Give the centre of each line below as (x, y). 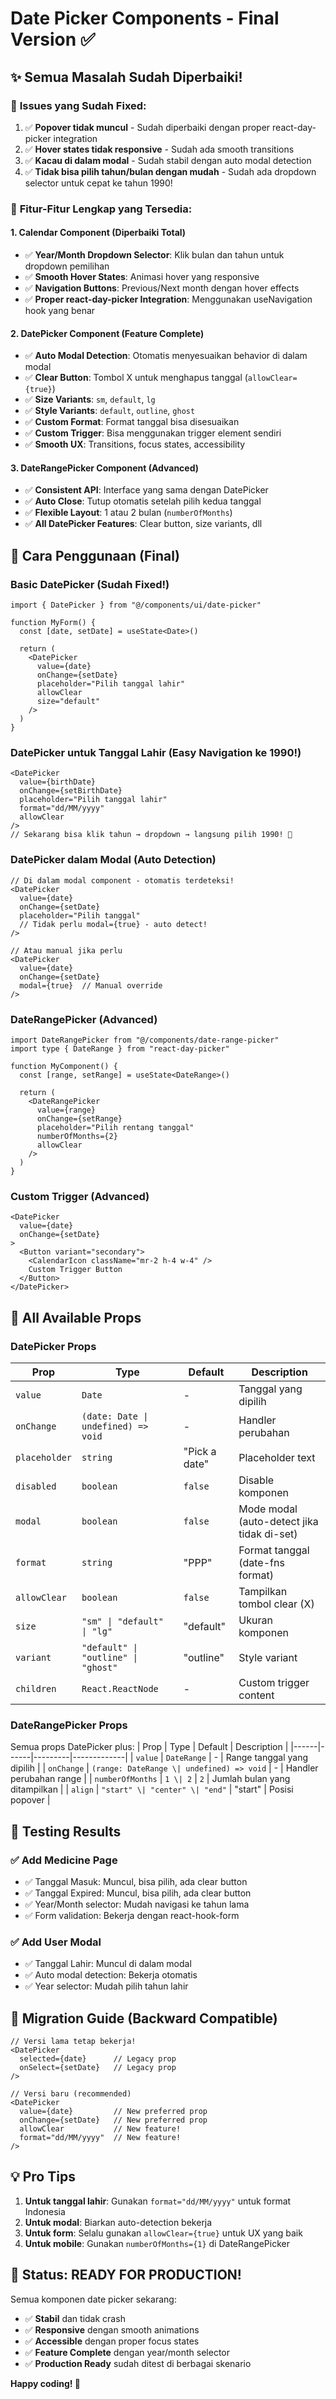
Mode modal (268, 1509)
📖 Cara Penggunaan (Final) (95, 555)
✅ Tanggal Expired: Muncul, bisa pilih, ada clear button (138, 1893)
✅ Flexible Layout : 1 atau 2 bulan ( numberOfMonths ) (128, 513)
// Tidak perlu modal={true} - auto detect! (113, 924)
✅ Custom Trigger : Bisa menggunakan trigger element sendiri (153, 433)
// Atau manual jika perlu (66, 950)
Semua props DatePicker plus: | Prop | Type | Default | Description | (149, 1747)
